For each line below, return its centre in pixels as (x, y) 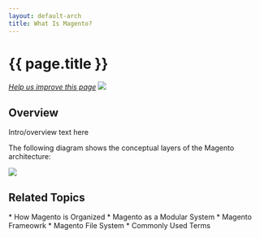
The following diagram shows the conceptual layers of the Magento (121, 148)
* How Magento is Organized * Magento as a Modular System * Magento (130, 217)
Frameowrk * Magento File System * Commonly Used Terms (110, 226)
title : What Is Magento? (50, 24)
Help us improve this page (52, 87)
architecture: (30, 157)
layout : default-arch (45, 16)
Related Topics (47, 197)
